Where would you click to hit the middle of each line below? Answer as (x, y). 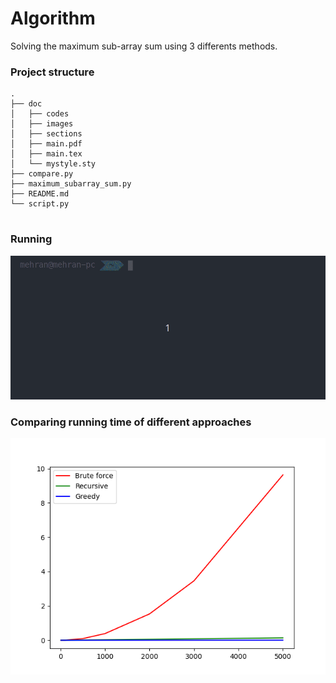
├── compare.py (42, 174)
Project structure (52, 72)
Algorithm (53, 18)
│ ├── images (42, 124)
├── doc (26, 104)
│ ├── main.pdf (46, 144)
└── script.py (40, 204)
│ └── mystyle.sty (53, 164)
